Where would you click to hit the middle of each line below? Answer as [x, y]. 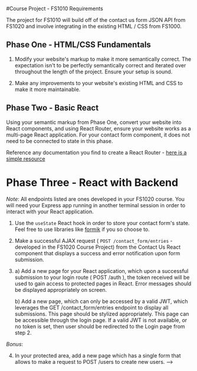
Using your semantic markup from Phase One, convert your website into [94, 122]
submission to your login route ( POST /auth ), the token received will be [102, 277]
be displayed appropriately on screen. [61, 289]
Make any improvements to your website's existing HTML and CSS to [98, 83]
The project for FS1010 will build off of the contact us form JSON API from [96, 20]
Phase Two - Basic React [52, 108]
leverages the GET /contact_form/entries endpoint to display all [91, 307]
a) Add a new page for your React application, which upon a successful [101, 271]
